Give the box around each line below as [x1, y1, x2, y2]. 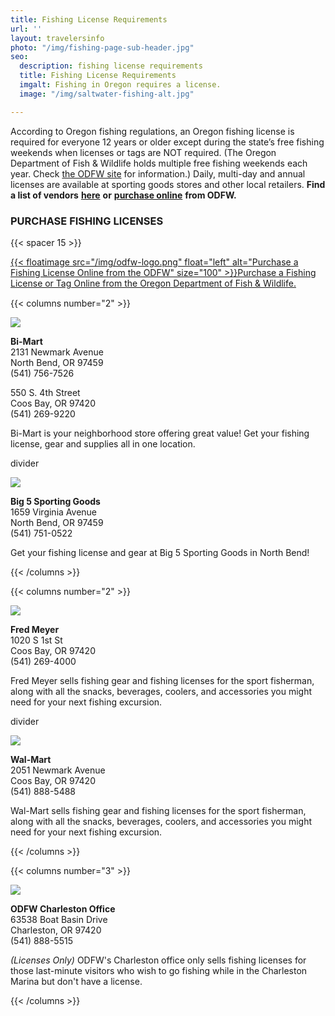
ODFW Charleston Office [10, 902, 116, 915]
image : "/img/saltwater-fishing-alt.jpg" [19, 89, 195, 99]
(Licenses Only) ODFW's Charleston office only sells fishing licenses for [10, 954, 307, 966]
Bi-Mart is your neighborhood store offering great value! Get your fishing [10, 427, 310, 439]
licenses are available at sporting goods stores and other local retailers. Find [10, 178, 326, 190]
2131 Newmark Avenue [10, 346, 104, 358]
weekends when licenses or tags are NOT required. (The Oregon [10, 146, 277, 158]
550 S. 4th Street [10, 386, 81, 398]
